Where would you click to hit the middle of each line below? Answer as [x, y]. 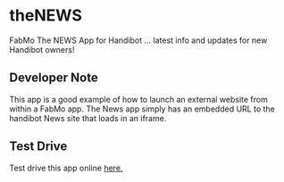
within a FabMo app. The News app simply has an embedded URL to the [142, 109]
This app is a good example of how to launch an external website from [138, 99]
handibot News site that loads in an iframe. [88, 118]
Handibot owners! [42, 49]
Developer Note [54, 78]
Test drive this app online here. [66, 168]
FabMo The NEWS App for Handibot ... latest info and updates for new [138, 40]
